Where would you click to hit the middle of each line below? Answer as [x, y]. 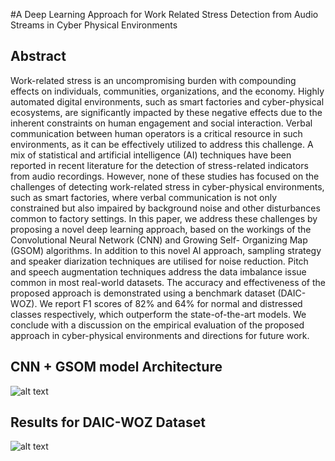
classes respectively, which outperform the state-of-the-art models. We [158, 314]
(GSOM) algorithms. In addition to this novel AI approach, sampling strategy [166, 250]
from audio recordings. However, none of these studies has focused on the [165, 176]
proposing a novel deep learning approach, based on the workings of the [161, 229]
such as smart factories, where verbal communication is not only [144, 197]
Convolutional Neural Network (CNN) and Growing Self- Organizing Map [159, 240]
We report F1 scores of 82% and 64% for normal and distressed [171, 303]
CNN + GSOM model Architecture [116, 367]
